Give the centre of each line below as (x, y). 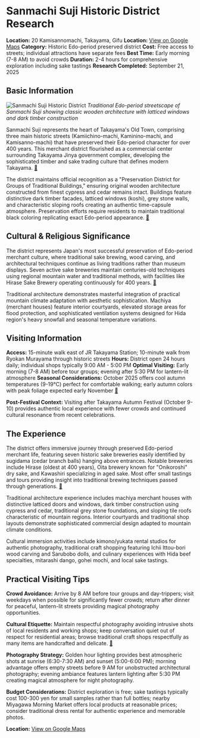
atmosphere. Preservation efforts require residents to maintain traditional (95, 211)
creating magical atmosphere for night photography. (70, 680)
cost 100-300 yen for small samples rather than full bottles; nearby (88, 698)
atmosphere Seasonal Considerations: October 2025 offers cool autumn (96, 378)
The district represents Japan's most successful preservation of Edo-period (99, 251)
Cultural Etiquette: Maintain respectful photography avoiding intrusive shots (100, 624)
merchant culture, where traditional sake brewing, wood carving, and (91, 257)
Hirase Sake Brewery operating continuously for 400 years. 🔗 (81, 282)
